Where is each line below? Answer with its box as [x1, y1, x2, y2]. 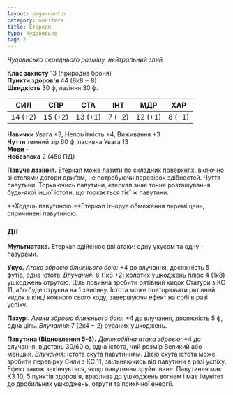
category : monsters [7, 17, 64, 24]
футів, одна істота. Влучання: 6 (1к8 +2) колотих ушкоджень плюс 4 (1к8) [7, 271, 225, 280]
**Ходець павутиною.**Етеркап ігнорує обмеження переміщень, [7, 202, 205, 210]
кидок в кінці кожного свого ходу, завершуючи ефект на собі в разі [7, 293, 208, 301]
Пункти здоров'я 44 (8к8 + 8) [7, 76, 97, 85]
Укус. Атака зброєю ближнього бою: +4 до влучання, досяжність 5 [7, 264, 210, 272]
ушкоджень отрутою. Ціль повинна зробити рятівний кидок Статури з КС [7, 278, 225, 287]
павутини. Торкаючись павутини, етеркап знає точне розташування [7, 181, 211, 189]
